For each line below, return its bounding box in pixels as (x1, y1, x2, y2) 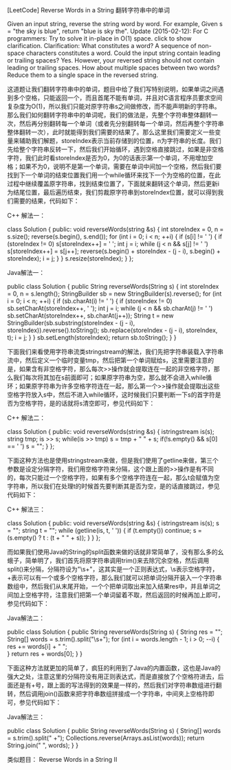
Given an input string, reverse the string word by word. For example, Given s (7, 20, 223, 27)
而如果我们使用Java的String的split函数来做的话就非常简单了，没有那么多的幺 (7, 548, 224, 555)
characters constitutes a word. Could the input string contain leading (26, 49, 221, 57)
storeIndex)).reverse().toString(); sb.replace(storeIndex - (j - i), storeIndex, (7, 326, 218, 334)
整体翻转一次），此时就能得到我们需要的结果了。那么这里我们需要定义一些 (7, 128, 215, 136)
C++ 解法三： (7, 505, 46, 514)
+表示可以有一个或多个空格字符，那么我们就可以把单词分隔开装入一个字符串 (7, 573, 222, 582)
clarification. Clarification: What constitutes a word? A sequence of (7, 42, 197, 49)
